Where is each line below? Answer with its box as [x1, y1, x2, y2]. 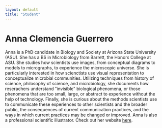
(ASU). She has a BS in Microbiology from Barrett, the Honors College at [5, 55, 151, 61]
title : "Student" [5, 12, 41, 17]
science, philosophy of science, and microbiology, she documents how [5, 81, 149, 87]
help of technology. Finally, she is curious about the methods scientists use [5, 96, 157, 102]
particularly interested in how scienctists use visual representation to [5, 70, 144, 76]
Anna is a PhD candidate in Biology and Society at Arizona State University [5, 49, 156, 55]
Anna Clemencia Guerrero [5, 33, 114, 44]
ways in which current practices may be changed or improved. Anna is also [5, 112, 158, 118]
